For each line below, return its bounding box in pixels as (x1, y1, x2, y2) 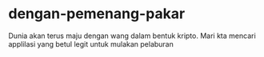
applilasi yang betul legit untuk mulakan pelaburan (8, 39, 174, 48)
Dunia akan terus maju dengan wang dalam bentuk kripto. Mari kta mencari (8, 31, 256, 40)
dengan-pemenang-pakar (8, 5, 186, 23)
